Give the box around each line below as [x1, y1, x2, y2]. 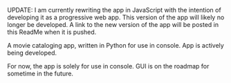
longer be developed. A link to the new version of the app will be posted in [7, 21, 219, 28]
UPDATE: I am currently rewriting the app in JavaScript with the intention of [7, 6, 221, 14]
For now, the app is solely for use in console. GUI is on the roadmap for [7, 62, 210, 70]
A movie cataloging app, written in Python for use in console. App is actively [7, 41, 225, 49]
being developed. [7, 48, 57, 57]
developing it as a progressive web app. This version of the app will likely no [7, 13, 225, 21]
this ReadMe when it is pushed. [7, 28, 97, 36]
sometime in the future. [7, 69, 74, 77]
